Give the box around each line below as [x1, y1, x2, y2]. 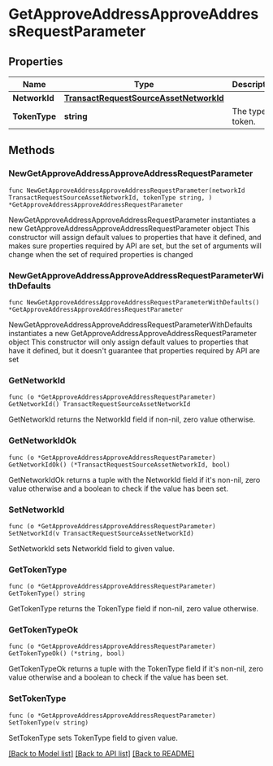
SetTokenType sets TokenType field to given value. [8, 733, 179, 742]
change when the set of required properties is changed [8, 249, 193, 259]
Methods [8, 143, 55, 157]
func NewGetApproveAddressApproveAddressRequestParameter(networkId [8, 186, 245, 195]
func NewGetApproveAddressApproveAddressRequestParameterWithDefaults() [8, 298, 260, 306]
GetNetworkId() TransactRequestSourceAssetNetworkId [8, 401, 191, 409]
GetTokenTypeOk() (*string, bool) [8, 650, 126, 658]
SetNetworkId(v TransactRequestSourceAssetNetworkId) [8, 529, 195, 537]
